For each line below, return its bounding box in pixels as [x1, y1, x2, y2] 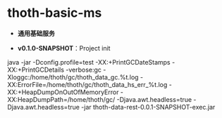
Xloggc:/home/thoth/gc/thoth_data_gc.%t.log [7, 72, 139, 81]
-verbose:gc [66, 65, 102, 74]
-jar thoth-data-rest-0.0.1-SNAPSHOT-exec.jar [80, 103, 216, 111]
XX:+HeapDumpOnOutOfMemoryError [7, 88, 119, 96]
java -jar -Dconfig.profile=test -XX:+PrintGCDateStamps [7, 58, 171, 66]
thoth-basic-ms [7, 5, 102, 21]
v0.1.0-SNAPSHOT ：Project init [17, 44, 111, 52]
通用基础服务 [17, 29, 55, 37]
